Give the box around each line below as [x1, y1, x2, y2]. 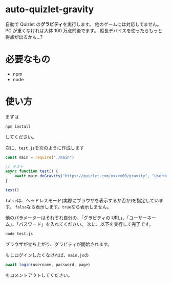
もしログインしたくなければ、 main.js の [5, 252, 89, 258]
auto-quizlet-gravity [5, 4, 94, 15]
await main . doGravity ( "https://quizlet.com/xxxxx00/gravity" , [14, 174, 150, 179]
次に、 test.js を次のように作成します [5, 145, 84, 151]
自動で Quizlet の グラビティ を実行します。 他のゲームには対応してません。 [5, 21, 162, 27]
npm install [5, 124, 31, 129]
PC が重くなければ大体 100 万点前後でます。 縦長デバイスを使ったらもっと [5, 27, 163, 34]
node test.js [5, 231, 33, 236]
